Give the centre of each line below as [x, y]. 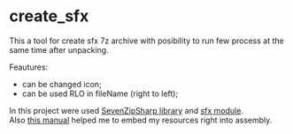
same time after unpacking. [59, 49]
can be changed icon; [62, 84]
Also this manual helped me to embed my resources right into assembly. [141, 120]
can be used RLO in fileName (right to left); [100, 93]
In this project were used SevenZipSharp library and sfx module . [126, 110]
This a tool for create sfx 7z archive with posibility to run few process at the [147, 41]
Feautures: [29, 67]
